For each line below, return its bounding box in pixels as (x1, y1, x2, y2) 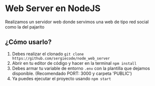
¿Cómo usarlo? (5, 38, 52, 46)
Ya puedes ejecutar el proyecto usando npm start (12, 75, 111, 81)
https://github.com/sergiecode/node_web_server (12, 56, 110, 61)
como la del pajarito (5, 24, 45, 29)
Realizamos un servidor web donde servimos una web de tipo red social (5, 19, 149, 25)
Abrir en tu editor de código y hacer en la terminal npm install (12, 60, 137, 66)
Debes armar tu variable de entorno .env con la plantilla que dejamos (12, 65, 150, 71)
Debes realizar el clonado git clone (12, 51, 84, 57)
